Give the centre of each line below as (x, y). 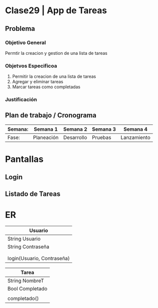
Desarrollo (75, 137)
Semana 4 (135, 129)
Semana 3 (104, 129)
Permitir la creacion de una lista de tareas (54, 76)
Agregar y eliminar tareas (38, 82)
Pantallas (24, 159)
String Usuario (24, 238)
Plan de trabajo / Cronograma (51, 115)
